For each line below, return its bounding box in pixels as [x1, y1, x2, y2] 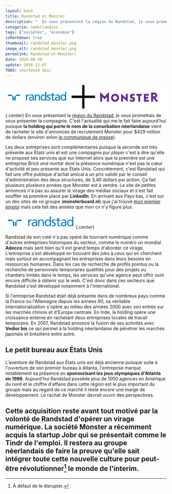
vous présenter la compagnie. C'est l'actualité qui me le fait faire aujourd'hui [5, 118, 166, 124]
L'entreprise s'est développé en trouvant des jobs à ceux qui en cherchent [5, 250, 162, 256]
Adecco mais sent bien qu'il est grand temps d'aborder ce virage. [5, 245, 144, 251]
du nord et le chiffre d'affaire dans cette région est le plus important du [5, 381, 155, 387]
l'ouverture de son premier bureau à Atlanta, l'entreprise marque [5, 364, 141, 371]
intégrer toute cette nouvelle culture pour [5, 455, 140, 463]
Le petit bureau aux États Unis [5, 346, 103, 354]
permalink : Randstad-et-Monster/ [5, 51, 77, 56]
